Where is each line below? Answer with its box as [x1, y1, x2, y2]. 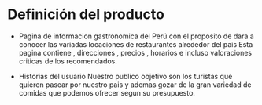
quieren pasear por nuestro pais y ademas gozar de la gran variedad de [18, 80, 252, 89]
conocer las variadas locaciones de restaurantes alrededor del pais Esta [18, 39, 253, 49]
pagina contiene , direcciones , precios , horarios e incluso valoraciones [18, 48, 253, 57]
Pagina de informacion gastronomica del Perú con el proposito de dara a [18, 31, 255, 41]
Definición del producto [7, 5, 164, 24]
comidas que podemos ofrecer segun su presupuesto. [18, 88, 196, 97]
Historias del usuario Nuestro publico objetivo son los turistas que [18, 71, 233, 81]
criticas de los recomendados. [18, 56, 117, 66]
